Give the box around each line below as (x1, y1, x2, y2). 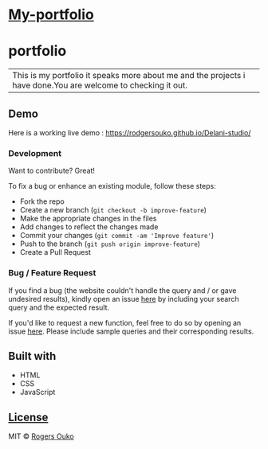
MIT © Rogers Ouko (8, 431, 74, 441)
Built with (8, 349, 57, 363)
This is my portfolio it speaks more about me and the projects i (12, 70, 246, 81)
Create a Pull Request (19, 248, 92, 257)
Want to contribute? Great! (8, 166, 96, 176)
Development (8, 147, 62, 158)
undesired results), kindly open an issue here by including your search (8, 294, 239, 303)
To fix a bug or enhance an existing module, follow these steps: (8, 182, 217, 191)
